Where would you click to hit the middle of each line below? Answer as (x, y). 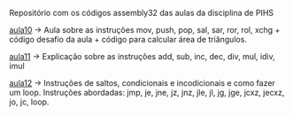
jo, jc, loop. (29, 102)
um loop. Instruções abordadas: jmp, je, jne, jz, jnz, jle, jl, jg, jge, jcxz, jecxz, (147, 93)
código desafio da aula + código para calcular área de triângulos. (128, 39)
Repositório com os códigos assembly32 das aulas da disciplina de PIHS (142, 13)
